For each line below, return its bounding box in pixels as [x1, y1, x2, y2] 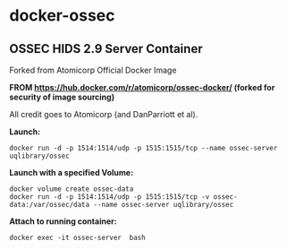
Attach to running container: [9, 216, 118, 227]
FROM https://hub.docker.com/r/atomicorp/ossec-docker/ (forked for [9, 82, 275, 92]
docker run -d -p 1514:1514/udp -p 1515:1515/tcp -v [9, 193, 210, 202]
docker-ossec [9, 5, 115, 26]
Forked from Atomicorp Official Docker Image [9, 64, 177, 75]
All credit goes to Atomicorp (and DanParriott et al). [9, 109, 198, 119]
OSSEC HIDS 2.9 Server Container [9, 41, 203, 56]
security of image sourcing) [9, 91, 114, 102]
